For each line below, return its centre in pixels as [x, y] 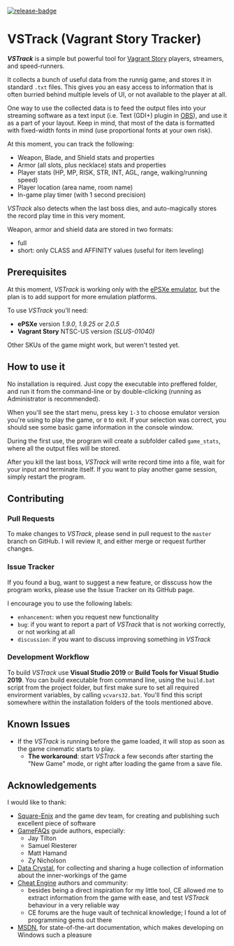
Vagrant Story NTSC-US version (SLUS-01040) [86, 331]
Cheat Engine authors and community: [73, 883]
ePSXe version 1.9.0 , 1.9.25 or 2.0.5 [68, 324]
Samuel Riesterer [52, 846]
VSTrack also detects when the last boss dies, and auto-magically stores [112, 208]
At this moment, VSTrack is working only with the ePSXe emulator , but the [114, 289]
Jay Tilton [42, 838]
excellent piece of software [57, 823]
